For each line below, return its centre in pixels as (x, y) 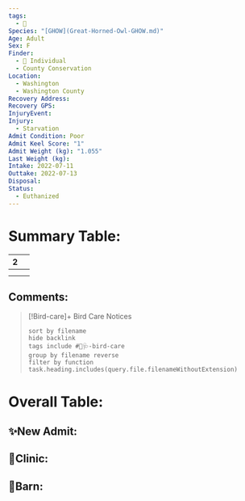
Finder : (21, 53)
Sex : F (19, 46)
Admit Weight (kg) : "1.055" (56, 151)
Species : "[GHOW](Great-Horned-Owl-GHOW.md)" (86, 31)
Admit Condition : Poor (46, 136)
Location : (25, 76)
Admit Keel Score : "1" (46, 143)
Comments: (38, 297)
